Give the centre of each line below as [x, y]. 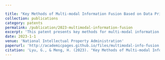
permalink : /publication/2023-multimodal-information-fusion [69, 27]
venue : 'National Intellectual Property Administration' [65, 41]
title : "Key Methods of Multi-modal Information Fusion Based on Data [79, 14]
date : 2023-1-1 [21, 37]
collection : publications [31, 18]
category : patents [24, 23]
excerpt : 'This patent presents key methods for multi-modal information [82, 32]
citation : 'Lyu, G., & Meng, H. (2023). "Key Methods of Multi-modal [78, 50]
